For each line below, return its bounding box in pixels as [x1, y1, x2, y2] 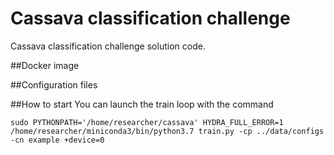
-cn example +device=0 [10, 135, 105, 145]
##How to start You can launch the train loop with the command [10, 98, 274, 110]
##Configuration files [10, 78, 98, 91]
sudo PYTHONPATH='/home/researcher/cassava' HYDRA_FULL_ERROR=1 [10, 117, 284, 127]
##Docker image [10, 59, 80, 71]
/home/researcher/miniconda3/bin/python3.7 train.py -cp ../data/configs [10, 126, 325, 136]
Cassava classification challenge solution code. [10, 40, 206, 52]
